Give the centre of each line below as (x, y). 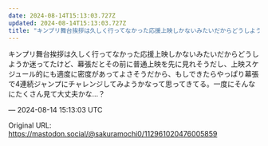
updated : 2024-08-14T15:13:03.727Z (67, 23)
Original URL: (30, 125)
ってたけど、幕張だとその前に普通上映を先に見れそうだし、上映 (140, 64)
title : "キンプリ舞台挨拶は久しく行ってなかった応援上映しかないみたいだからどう (126, 30)
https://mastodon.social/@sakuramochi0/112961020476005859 (113, 134)
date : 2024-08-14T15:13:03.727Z (62, 16)
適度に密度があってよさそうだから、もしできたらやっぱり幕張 (158, 74)
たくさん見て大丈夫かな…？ (60, 94)
